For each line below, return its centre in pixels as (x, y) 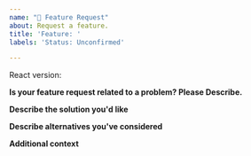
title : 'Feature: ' (45, 34)
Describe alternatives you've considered (86, 127)
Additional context (44, 144)
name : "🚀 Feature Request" (59, 17)
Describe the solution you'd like (69, 109)
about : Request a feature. (59, 26)
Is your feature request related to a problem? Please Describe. (126, 92)
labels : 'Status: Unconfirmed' (67, 42)
